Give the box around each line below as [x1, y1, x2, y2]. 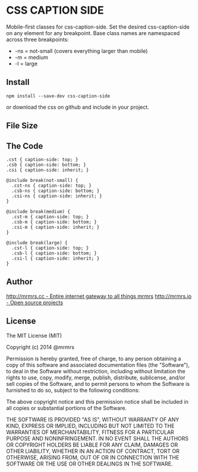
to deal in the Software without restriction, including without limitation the [6, 367, 186, 375]
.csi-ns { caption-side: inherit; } [11, 193, 102, 199]
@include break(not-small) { [6, 177, 78, 183]
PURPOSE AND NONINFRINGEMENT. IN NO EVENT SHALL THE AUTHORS [6, 435, 189, 442]
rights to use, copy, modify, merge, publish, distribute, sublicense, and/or [6, 374, 186, 381]
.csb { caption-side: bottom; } [6, 162, 86, 168]
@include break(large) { [6, 240, 68, 246]
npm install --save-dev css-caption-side [6, 93, 111, 99]
